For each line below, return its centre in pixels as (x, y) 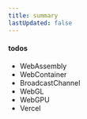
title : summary (33, 15)
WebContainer (43, 74)
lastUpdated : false (40, 23)
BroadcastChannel (50, 83)
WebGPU (34, 99)
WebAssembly (43, 66)
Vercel (30, 108)
